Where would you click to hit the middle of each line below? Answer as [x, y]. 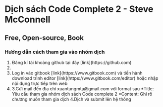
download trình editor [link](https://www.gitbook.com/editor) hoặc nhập [85, 78]
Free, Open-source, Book [44, 38]
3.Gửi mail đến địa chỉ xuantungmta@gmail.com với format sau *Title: [83, 89]
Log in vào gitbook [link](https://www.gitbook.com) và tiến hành [77, 73]
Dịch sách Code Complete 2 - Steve [79, 9]
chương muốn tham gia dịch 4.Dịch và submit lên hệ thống [72, 99]
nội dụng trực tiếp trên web [40, 83]
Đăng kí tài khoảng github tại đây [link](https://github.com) [72, 62]
